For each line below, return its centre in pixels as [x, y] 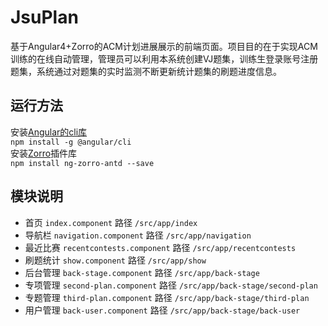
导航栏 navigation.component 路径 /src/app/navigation [138, 235]
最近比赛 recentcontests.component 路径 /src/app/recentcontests [160, 247]
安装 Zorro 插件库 [44, 153]
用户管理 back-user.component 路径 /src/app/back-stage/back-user [162, 310]
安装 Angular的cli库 [49, 132]
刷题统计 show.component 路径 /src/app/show [115, 260]
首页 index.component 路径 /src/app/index [111, 222]
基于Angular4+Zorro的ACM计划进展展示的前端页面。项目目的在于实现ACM [164, 46]
